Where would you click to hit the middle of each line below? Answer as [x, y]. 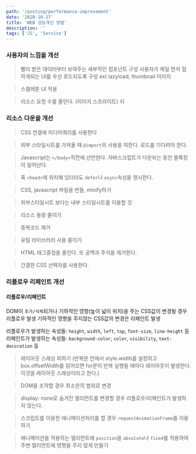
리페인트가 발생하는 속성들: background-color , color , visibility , [82, 338]
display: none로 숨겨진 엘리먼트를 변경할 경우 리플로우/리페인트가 [96, 398]
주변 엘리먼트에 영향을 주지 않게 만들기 [64, 445]
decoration [19, 346]
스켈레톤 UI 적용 [39, 89]
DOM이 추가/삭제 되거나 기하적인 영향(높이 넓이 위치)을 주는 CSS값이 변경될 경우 [97, 311]
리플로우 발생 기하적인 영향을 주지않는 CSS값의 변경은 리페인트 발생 [83, 318]
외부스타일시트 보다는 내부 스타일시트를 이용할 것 [76, 202]
